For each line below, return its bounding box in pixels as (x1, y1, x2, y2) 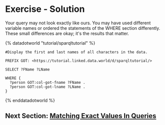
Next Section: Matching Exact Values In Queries (5, 112, 157, 120)
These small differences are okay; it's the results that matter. (5, 30, 129, 36)
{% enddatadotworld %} (5, 97, 56, 103)
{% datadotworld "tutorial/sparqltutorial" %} (5, 40, 95, 46)
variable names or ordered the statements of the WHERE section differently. (5, 25, 161, 31)
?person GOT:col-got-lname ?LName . (9, 84, 85, 89)
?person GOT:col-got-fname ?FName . (9, 80, 85, 85)
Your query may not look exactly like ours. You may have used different (5, 20, 151, 26)
